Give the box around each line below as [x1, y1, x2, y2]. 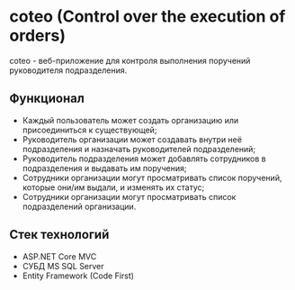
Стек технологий [9, 227, 110, 242]
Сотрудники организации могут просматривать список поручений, [22, 172, 282, 183]
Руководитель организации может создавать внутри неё [22, 133, 243, 145]
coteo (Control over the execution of [9, 6, 286, 27]
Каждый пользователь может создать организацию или [22, 114, 239, 125]
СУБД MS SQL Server [22, 260, 105, 271]
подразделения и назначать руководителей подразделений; [22, 143, 256, 154]
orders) [9, 25, 66, 46]
